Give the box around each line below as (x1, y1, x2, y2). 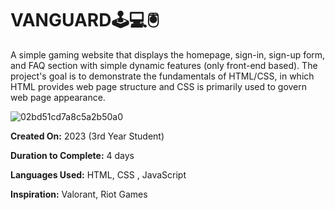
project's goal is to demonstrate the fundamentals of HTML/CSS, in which (10, 70, 315, 82)
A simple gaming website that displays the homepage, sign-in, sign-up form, (10, 48, 326, 61)
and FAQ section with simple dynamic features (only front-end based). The (10, 59, 318, 71)
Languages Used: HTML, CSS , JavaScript (10, 168, 187, 181)
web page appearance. (10, 91, 106, 103)
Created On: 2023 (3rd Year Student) (10, 130, 165, 142)
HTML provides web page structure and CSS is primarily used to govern (10, 80, 308, 92)
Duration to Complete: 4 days (10, 149, 135, 161)
